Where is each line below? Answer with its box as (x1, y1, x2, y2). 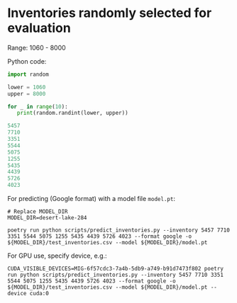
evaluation (7, 20, 71, 36)
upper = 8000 (7, 90, 46, 97)
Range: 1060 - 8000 (7, 43, 66, 52)
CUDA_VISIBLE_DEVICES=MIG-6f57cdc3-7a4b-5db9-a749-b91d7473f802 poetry (7, 265, 224, 273)
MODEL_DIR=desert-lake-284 (7, 215, 87, 222)
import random (7, 71, 50, 78)
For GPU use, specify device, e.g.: (7, 251, 108, 260)
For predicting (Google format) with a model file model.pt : (7, 195, 176, 203)
